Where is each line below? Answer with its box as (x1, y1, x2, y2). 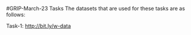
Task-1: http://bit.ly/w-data (6, 23, 71, 29)
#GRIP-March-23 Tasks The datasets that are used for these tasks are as (6, 5, 186, 12)
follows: (6, 11, 26, 18)
